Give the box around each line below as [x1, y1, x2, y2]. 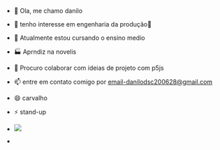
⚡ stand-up [13, 108, 47, 116]
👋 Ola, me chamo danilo [13, 7, 82, 15]
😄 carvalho [13, 94, 47, 102]
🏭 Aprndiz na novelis [13, 47, 77, 56]
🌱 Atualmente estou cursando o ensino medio [13, 33, 145, 42]
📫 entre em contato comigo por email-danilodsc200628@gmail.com [13, 77, 213, 86]
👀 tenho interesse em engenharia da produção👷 [13, 20, 152, 28]
